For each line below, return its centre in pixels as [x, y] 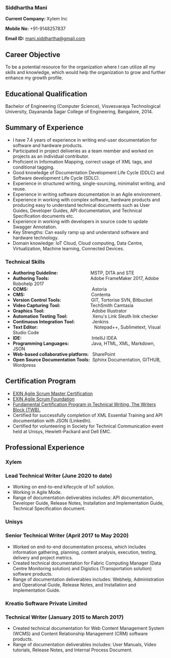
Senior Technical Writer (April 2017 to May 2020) [67, 535]
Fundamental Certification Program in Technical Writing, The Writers [84, 404]
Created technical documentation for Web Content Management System [88, 628]
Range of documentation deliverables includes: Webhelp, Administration [88, 579]
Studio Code [26, 333]
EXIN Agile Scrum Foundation [44, 399]
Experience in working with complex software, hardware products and [86, 199]
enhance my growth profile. [34, 78]
